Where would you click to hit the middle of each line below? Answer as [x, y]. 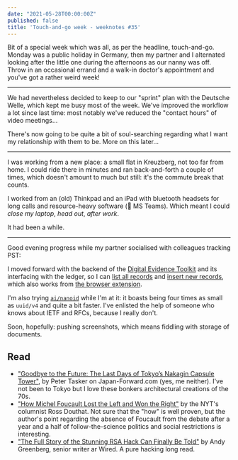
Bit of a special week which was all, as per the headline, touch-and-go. [111, 48]
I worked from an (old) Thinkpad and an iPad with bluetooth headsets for [113, 199]
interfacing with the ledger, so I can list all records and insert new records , [116, 277]
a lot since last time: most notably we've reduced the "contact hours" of [112, 113]
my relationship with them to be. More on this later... [83, 142]
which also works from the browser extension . [75, 284]
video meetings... [33, 121]
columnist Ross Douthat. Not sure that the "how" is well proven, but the [121, 412]
